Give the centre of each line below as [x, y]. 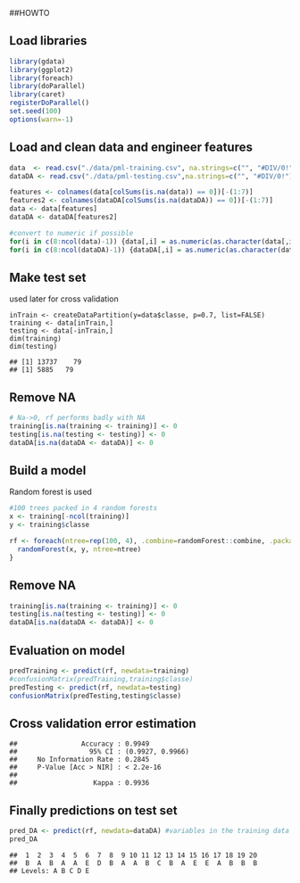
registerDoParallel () [50, 103]
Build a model [48, 470]
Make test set [48, 277]
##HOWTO [29, 13]
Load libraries [48, 41]
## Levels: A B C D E [50, 871]
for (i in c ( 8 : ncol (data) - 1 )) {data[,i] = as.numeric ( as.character [135, 241]
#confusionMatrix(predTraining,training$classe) [101, 679]
